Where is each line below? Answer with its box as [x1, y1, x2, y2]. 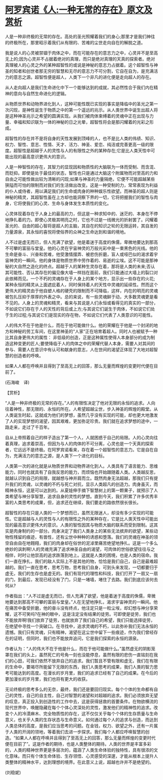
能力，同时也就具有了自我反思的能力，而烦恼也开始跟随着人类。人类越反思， [5, 469, 158, 475]
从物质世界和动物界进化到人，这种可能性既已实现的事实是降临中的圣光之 [5, 100, 149, 107]
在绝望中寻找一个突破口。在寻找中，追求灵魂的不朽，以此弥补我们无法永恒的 [5, 623, 158, 629]
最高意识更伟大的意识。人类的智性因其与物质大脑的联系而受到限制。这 [13, 522, 154, 528]
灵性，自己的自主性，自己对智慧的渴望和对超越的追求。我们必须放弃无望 [13, 692, 158, 698]
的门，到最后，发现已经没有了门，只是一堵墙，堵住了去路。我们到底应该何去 [5, 576, 158, 582]
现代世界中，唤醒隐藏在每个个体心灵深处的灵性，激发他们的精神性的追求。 [5, 704, 154, 710]
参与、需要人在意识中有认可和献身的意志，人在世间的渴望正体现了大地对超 [5, 347, 154, 352]
